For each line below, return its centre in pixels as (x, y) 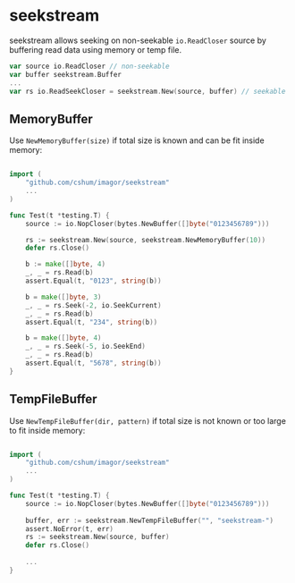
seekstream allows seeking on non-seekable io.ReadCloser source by (138, 40)
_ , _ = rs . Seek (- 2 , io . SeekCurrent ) (94, 305)
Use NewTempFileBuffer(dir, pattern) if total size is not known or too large (147, 420)
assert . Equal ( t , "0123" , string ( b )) (94, 281)
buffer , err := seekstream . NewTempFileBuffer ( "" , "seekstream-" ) (150, 520)
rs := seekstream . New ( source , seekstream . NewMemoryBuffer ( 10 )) (146, 240)
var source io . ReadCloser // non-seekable (89, 66)
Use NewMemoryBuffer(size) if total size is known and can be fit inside (137, 140)
